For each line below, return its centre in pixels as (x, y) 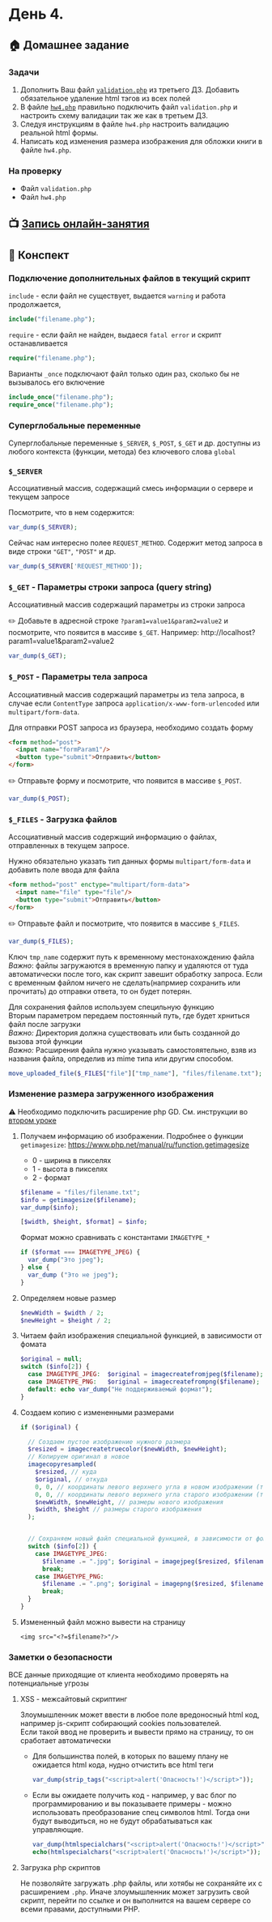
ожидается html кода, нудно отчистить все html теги (123, 1765)
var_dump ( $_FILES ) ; (41, 941)
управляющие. (57, 1830)
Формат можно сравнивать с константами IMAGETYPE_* (115, 1238)
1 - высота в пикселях (70, 1169)
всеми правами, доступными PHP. (80, 1909)
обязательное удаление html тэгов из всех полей (105, 98)
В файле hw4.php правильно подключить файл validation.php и (129, 107)
